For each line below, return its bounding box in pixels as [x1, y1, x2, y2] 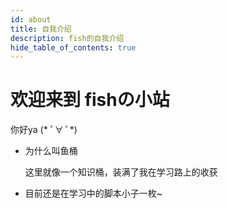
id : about [10, 14, 52, 25]
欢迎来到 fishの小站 [10, 89, 170, 111]
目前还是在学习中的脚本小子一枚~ [24, 187, 163, 200]
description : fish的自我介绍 [10, 33, 125, 43]
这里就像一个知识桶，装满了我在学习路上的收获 [24, 166, 218, 178]
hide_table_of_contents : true [10, 42, 137, 53]
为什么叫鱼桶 [24, 145, 78, 157]
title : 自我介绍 [10, 24, 72, 34]
